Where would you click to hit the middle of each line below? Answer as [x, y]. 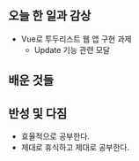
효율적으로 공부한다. [55, 136]
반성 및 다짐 [38, 113]
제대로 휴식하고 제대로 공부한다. [75, 148]
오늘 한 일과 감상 [50, 16]
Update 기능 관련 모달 [72, 50]
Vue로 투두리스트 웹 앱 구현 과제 [77, 39]
